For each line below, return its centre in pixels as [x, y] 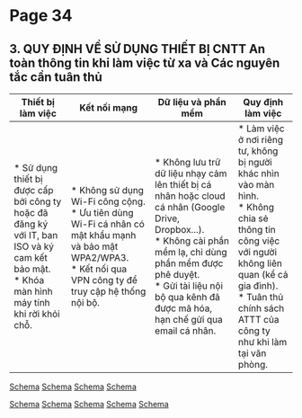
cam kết [31, 258]
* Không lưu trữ [187, 162]
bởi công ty [38, 201]
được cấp [34, 190]
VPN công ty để [104, 280]
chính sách [261, 308]
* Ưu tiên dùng [102, 213]
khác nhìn [259, 173]
